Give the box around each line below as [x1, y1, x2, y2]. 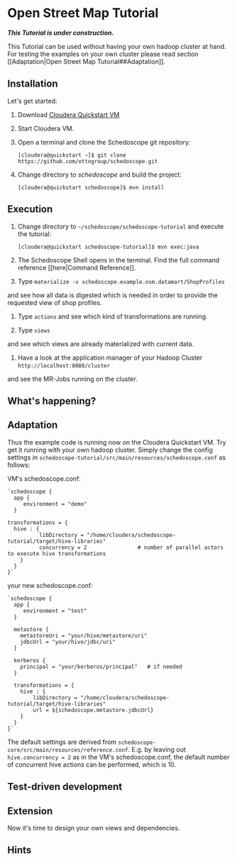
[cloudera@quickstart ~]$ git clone [17, 151, 126, 159]
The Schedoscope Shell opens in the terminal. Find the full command [17, 255, 220, 264]
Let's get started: [7, 96, 58, 105]
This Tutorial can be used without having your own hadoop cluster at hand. [7, 42, 226, 50]
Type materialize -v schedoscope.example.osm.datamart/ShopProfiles [17, 277, 226, 285]
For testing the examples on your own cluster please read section [7, 50, 199, 58]
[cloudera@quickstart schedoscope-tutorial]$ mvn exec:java [17, 243, 199, 250]
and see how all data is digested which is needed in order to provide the [7, 291, 218, 299]
